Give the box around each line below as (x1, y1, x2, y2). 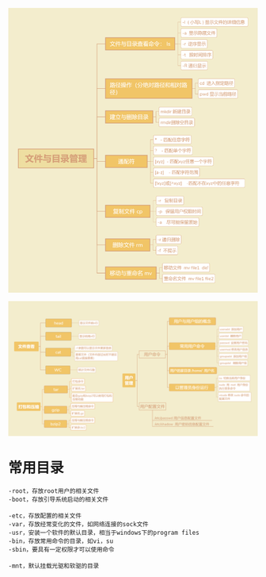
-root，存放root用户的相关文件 (8, 487, 100, 495)
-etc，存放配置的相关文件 (8, 512, 82, 520)
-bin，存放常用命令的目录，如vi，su (8, 537, 113, 545)
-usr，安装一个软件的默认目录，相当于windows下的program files (8, 529, 199, 537)
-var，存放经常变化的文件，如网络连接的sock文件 (8, 520, 149, 528)
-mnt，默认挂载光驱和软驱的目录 (8, 562, 100, 570)
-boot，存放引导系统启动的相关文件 (8, 495, 109, 503)
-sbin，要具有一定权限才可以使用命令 (8, 545, 115, 553)
